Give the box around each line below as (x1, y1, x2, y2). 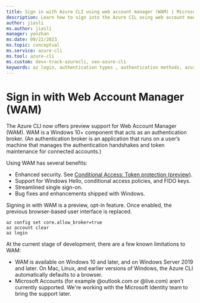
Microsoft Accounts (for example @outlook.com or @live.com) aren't (14, 277, 184, 284)
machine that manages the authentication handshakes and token (6, 142, 165, 149)
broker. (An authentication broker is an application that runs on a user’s (6, 135, 180, 142)
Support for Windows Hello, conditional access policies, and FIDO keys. (14, 177, 191, 185)
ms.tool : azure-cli (6, 53, 55, 59)
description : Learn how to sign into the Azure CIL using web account (6, 14, 185, 20)
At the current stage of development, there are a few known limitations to (6, 240, 186, 248)
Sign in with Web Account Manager (6, 90, 185, 103)
